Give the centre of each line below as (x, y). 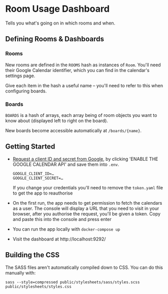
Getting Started (30, 147)
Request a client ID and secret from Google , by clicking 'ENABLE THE (85, 159)
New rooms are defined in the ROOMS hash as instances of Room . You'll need (83, 65)
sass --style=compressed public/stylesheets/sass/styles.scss (73, 282)
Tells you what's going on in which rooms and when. (60, 23)
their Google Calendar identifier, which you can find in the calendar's (77, 70)
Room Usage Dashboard (58, 9)
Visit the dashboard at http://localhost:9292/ (59, 239)
